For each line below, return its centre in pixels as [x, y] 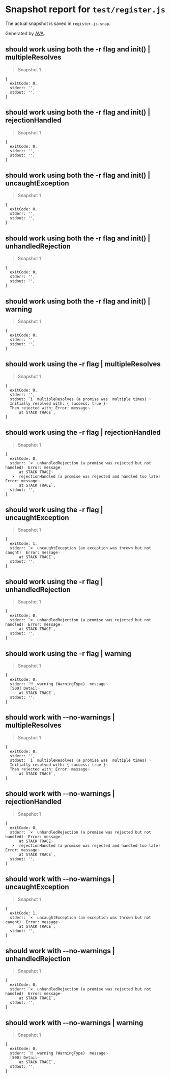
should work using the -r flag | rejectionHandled [83, 433]
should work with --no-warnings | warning [74, 1023]
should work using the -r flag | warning [68, 654]
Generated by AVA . [25, 33]
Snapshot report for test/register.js [85, 9]
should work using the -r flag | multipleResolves [83, 364]
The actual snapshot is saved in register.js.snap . [58, 23]
